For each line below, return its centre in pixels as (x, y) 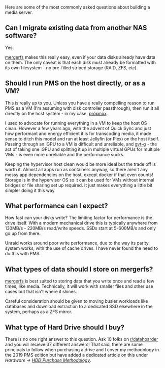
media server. (19, 12)
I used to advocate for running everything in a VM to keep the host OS (76, 123)
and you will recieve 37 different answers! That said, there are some (74, 345)
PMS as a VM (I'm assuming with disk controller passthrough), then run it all (82, 108)
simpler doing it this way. (30, 190)
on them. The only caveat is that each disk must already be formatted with (81, 62)
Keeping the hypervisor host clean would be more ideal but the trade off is (81, 164)
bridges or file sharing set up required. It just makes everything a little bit (79, 185)
